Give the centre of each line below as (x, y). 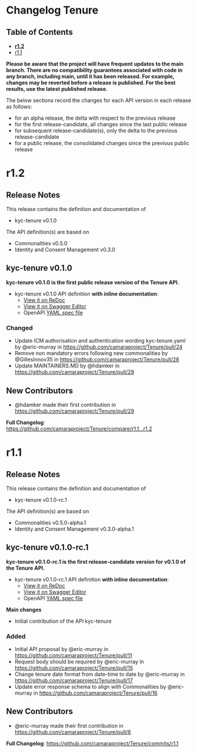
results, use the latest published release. (57, 89)
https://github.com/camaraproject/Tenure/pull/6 (73, 732)
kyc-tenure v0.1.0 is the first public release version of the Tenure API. (93, 282)
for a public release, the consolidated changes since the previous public (102, 143)
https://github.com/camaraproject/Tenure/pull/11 (73, 656)
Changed (20, 328)
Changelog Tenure (52, 10)
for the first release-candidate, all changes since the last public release (101, 124)
